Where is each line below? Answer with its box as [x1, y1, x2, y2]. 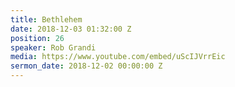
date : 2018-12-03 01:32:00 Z [10, 24, 132, 34]
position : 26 [10, 33, 65, 43]
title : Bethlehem [10, 14, 83, 25]
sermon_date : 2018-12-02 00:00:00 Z [10, 61, 163, 71]
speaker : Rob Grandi [10, 42, 97, 53]
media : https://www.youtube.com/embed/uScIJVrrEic [10, 52, 226, 62]
